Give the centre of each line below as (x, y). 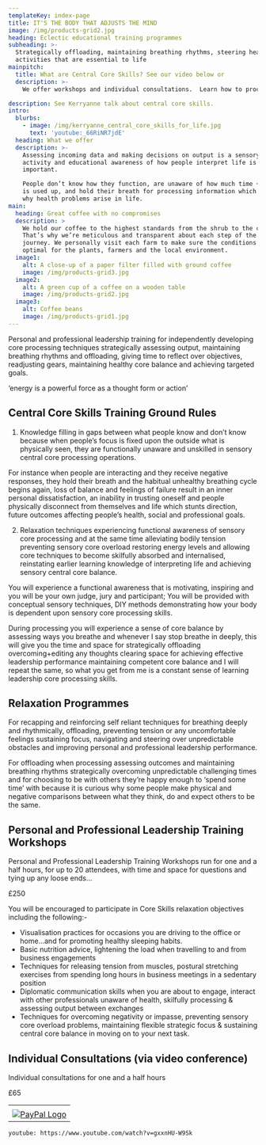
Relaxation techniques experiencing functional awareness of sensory (132, 530)
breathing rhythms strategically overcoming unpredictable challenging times (133, 771)
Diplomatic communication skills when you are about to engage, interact (137, 991)
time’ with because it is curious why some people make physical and (120, 788)
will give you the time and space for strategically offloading (104, 645)
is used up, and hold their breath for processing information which (140, 192)
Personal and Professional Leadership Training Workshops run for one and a (133, 862)
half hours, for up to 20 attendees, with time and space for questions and (127, 870)
